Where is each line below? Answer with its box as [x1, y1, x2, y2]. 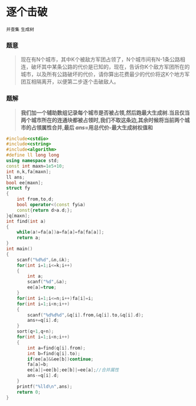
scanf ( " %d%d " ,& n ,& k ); [17, 257, 70, 263]
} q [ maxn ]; [6, 213, 31, 219]
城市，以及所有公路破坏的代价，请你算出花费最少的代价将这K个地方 [20, 71, 185, 78]
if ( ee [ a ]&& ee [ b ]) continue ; [27, 356, 94, 362]
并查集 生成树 [6, 26, 34, 33]
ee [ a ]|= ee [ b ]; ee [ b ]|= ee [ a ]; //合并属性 [27, 367, 119, 373]
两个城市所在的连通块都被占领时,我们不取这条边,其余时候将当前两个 [20, 116, 185, 123]
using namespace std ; [6, 158, 60, 164]
